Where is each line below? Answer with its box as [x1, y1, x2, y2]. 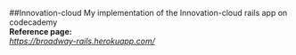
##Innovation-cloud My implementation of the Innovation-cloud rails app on [9, 8, 288, 18]
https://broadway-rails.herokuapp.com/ [9, 35, 156, 46]
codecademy [9, 17, 58, 27]
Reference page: [9, 27, 73, 36]
